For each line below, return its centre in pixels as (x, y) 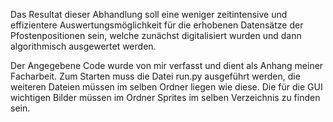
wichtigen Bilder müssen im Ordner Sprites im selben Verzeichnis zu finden (165, 97)
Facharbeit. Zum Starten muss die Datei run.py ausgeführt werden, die (155, 76)
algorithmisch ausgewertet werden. (83, 46)
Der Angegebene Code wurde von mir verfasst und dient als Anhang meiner (167, 65)
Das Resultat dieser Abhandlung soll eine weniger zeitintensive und (149, 14)
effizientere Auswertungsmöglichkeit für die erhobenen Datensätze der (157, 25)
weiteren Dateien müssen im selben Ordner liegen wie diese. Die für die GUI (166, 87)
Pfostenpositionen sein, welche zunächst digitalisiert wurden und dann (156, 35)
